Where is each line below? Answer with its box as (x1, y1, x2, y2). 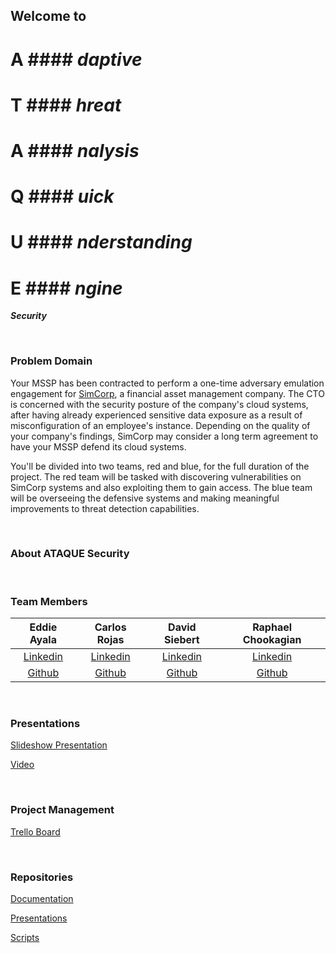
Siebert (164, 633, 200, 647)
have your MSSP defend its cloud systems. (10, 440, 187, 453)
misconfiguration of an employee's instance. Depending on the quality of (10, 419, 311, 431)
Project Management (10, 803, 115, 817)
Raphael (252, 620, 293, 634)
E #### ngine (10, 277, 123, 299)
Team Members (10, 594, 88, 608)
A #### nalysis (10, 139, 140, 162)
